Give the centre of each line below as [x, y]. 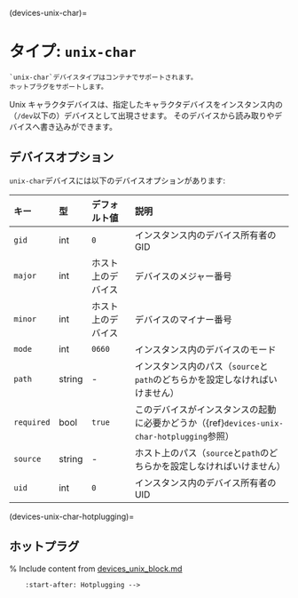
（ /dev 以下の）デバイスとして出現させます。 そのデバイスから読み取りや [142, 116]
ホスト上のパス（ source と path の [202, 452]
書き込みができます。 [78, 126]
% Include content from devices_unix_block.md [96, 569]
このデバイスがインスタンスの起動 [205, 410]
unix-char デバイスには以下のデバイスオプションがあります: [118, 180]
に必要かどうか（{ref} [179, 423]
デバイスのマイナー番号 [183, 319]
